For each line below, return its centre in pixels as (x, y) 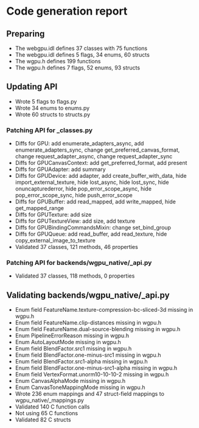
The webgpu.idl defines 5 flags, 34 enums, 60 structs (82, 55)
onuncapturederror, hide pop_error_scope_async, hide (83, 189)
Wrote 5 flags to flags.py (46, 101)
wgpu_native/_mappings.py (49, 401)
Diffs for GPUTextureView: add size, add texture (75, 221)
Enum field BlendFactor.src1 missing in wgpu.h (73, 349)
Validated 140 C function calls (52, 407)
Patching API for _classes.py (50, 130)
